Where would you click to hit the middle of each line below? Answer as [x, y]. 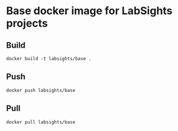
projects [27, 23]
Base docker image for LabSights [90, 11]
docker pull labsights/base [41, 122]
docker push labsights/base [41, 90]
